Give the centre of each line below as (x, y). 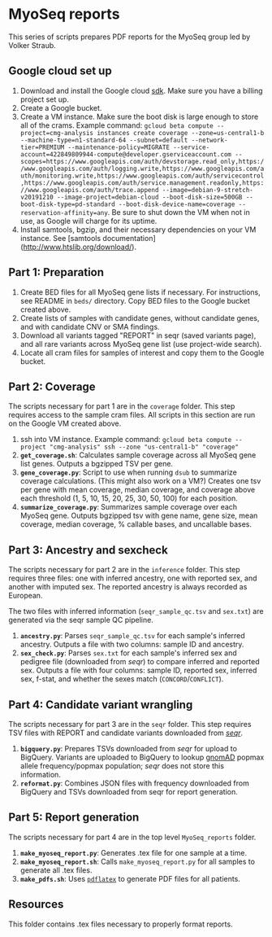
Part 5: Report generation (74, 818)
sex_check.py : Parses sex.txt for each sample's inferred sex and (128, 653)
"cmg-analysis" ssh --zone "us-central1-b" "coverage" (145, 447)
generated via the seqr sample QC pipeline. (81, 620)
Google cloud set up (60, 71)
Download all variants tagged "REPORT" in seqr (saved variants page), (138, 335)
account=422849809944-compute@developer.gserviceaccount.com (126, 154)
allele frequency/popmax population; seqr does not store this (122, 766)
